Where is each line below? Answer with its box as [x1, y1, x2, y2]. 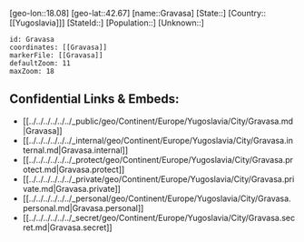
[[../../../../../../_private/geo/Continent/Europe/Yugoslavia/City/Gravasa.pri [22, 173, 295, 185]
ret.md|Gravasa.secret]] [22, 222, 113, 233]
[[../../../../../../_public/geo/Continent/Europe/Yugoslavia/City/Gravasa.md [22, 116, 293, 126]
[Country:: [228, 8, 266, 18]
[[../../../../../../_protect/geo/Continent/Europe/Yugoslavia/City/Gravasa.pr [22, 154, 293, 165]
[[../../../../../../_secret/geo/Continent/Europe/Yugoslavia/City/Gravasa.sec [22, 212, 296, 223]
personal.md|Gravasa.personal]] [22, 202, 144, 213]
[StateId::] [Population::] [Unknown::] [66, 17, 204, 28]
